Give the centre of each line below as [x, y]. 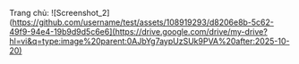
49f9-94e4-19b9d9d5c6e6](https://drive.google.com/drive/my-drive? [139, 32]
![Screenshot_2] [80, 13]
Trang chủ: [29, 13]
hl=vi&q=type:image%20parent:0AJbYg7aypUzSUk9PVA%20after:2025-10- [149, 41]
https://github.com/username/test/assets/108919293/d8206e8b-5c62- [143, 22]
